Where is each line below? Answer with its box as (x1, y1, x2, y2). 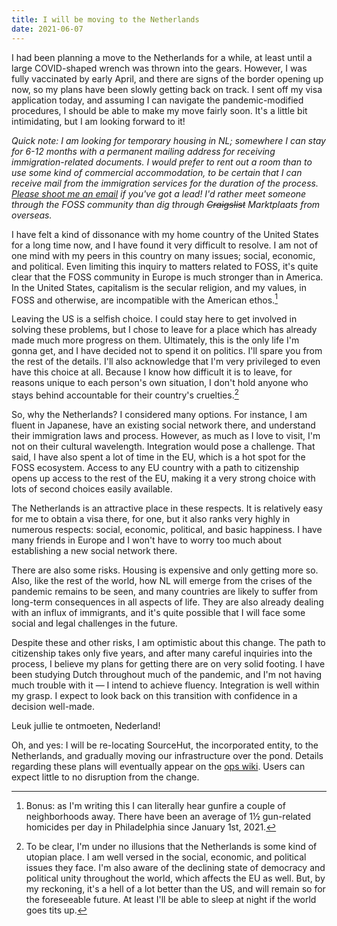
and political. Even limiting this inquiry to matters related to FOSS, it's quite (11, 260, 319, 272)
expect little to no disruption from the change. (11, 771, 200, 783)
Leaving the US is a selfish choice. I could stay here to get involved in (11, 313, 298, 325)
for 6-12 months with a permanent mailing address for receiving (11, 145, 276, 157)
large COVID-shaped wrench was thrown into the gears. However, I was (11, 62, 308, 74)
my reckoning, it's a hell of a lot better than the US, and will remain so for (25, 882, 326, 895)
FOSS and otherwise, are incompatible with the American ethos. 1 (11, 292, 278, 306)
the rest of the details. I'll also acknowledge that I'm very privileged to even (11, 356, 321, 368)
